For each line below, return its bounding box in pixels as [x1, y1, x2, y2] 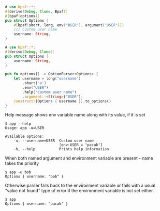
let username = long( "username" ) [14, 76, 81, 81]
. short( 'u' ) [22, 81, 47, 86]
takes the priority [5, 161, 39, 166]
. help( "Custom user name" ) [22, 90, 77, 95]
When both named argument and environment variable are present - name [5, 155, 153, 161]
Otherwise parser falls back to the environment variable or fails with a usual [5, 182, 156, 189]
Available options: [5, 134, 44, 139]
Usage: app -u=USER [5, 126, 44, 130]
